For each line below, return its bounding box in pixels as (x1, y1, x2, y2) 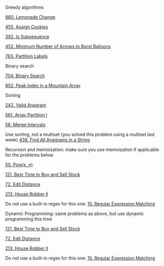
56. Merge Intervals (5, 122, 46, 128)
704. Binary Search (5, 73, 45, 79)
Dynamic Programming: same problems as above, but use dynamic (5, 210, 144, 217)
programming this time (5, 216, 52, 222)
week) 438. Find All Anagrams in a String (5, 137, 90, 143)
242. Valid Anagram (5, 102, 46, 108)
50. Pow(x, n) (5, 162, 33, 168)
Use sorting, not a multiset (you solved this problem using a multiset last (5, 131, 155, 137)
